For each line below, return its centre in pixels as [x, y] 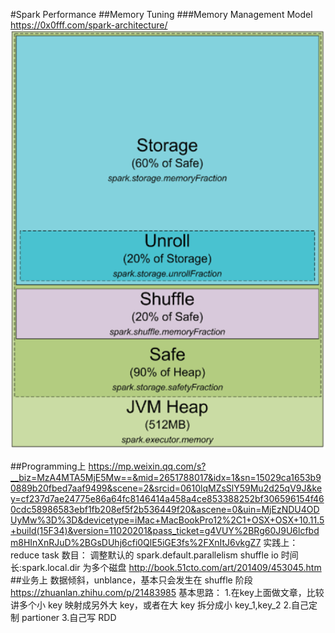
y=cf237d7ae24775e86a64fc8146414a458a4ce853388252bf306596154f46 [167, 499]
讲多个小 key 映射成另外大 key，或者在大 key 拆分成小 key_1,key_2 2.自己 [160, 605]
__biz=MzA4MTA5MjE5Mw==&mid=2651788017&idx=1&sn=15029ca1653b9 [166, 478]
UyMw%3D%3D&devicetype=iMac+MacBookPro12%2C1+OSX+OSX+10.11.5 [167, 520]
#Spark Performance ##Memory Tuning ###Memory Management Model [161, 14]
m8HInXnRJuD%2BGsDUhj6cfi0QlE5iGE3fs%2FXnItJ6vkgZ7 [136, 543]
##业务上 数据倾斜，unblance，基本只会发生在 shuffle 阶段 [131, 580]
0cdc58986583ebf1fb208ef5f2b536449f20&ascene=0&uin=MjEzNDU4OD [165, 510]
